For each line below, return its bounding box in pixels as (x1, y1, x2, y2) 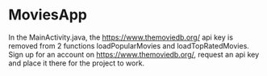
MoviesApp (8, 6, 87, 24)
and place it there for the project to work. (8, 58, 145, 68)
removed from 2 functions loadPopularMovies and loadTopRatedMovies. (8, 40, 250, 50)
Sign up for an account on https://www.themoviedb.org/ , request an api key (8, 49, 260, 59)
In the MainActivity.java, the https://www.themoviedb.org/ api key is (8, 32, 234, 42)
